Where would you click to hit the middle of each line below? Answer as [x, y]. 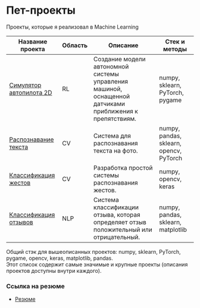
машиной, [108, 89]
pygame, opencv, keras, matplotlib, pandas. [60, 258]
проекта [33, 49]
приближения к [115, 111]
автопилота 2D [31, 92]
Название [33, 41]
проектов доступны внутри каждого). [54, 270]
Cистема [106, 200]
